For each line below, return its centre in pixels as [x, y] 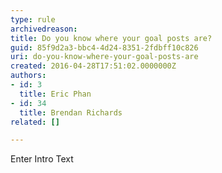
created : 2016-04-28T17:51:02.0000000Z [93, 66]
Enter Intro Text [42, 159]
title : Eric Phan [55, 94]
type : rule [33, 19]
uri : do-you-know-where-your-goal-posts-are [104, 57]
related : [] [35, 122]
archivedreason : [44, 29]
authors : [28, 76]
